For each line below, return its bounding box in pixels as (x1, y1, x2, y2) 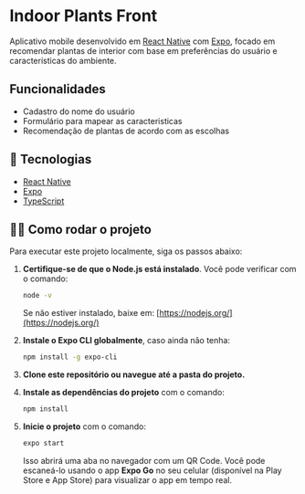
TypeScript (22, 195, 65, 206)
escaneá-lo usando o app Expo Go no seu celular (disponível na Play (22, 465, 282, 476)
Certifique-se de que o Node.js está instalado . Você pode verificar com (22, 264, 297, 275)
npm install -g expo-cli (22, 352, 118, 362)
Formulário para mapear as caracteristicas (22, 115, 183, 126)
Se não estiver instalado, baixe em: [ (22, 308, 160, 319)
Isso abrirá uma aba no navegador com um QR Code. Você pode (22, 455, 266, 466)
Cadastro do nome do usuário (22, 106, 135, 117)
